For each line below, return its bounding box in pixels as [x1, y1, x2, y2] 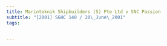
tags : [6, 20, 20, 26]
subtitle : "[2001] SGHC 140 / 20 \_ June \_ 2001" [6, 14, 126, 20]
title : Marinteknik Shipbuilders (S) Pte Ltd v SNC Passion [6, 8, 162, 15]
